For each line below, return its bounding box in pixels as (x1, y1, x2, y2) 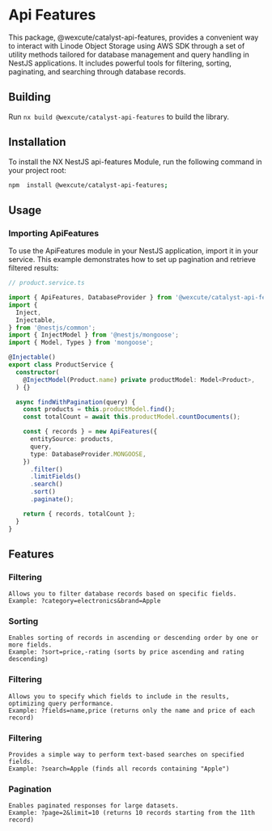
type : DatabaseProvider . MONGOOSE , (29, 450, 147, 458)
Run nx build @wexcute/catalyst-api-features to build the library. (8, 112, 229, 121)
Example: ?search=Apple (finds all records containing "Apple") (8, 765, 230, 774)
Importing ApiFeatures (8, 227, 100, 239)
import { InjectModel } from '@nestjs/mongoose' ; (8, 331, 180, 339)
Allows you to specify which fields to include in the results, (8, 692, 230, 701)
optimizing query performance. (8, 699, 114, 707)
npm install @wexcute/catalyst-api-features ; (8, 180, 168, 189)
